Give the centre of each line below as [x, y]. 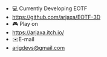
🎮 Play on [25, 24]
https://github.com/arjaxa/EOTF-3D [56, 17]
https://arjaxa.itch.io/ [38, 32]
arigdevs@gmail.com [38, 48]
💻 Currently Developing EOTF [50, 8]
